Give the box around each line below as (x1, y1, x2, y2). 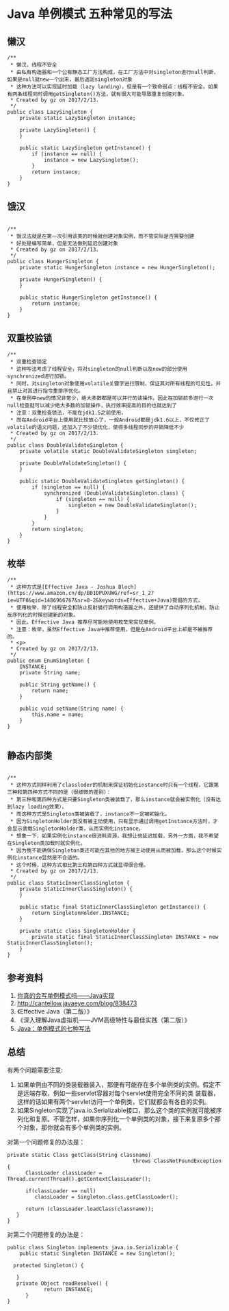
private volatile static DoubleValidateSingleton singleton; (19, 448, 197, 454)
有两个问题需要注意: (7, 1066, 64, 1074)
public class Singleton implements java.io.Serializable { (7, 1244, 179, 1251)
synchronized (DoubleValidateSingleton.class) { (43, 489, 185, 497)
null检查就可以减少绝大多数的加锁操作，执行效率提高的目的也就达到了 (7, 402, 178, 408)
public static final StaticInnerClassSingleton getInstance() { (19, 904, 206, 911)
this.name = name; (31, 711, 84, 718)
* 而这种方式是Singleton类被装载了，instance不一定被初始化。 (10, 811, 171, 818)
